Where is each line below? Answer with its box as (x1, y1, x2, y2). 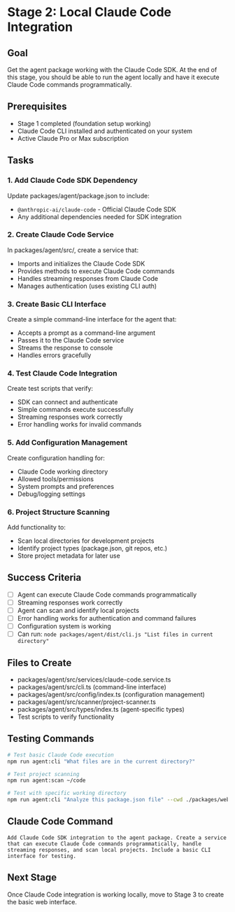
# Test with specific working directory (7, 789, 127, 797)
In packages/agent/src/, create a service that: (7, 246, 138, 254)
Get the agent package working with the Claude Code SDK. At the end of (7, 66, 218, 74)
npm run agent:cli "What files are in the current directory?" (7, 758, 196, 765)
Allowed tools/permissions (17, 474, 94, 483)
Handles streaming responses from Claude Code (17, 274, 159, 282)
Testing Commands (7, 733, 94, 745)
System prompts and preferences (17, 482, 114, 490)
